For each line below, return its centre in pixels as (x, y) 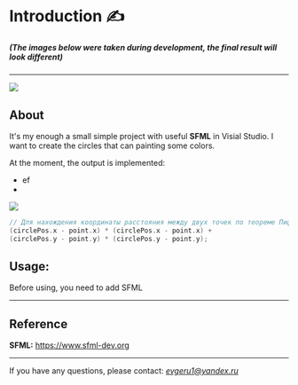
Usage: (30, 266)
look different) (36, 57)
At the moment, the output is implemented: (87, 162)
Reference (39, 324)
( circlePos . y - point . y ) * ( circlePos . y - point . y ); (109, 239)
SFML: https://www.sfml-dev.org (70, 345)
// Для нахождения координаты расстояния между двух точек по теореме (142, 222)
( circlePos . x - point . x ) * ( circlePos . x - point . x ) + (111, 231)
